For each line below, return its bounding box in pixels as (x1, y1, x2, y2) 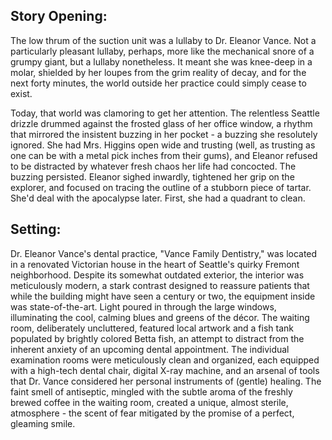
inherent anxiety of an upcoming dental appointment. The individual (10, 343, 290, 355)
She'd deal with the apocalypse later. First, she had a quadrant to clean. (10, 192, 306, 204)
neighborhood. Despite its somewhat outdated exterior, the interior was (10, 269, 305, 281)
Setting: (10, 221, 62, 238)
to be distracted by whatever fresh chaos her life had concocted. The (10, 160, 297, 172)
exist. (10, 87, 33, 99)
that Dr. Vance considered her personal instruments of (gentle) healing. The (10, 375, 322, 387)
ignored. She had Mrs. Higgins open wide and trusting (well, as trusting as (10, 139, 316, 151)
